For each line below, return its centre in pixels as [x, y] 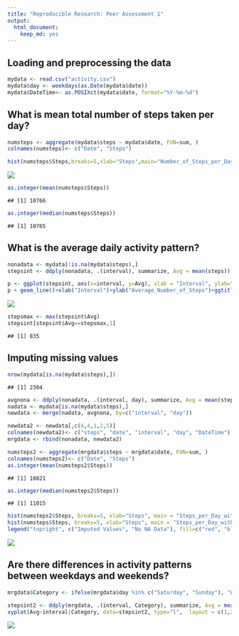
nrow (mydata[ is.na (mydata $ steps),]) [62, 374]
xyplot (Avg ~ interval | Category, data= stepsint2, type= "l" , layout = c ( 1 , [119, 612]
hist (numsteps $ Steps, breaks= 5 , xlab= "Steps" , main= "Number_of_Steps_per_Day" [122, 162]
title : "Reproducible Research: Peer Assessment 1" [85, 14]
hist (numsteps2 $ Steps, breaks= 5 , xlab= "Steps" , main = [90, 516]
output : [19, 21]
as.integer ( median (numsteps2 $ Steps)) [63, 491]
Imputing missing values [63, 358]
